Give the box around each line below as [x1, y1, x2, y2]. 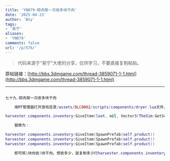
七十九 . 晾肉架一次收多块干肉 [5, 95, 57, 101]
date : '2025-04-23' [5, 12, 47, 17]
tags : [5, 21, 17, 27]
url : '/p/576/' [5, 45, 37, 50]
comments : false [5, 41, 39, 46]
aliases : [5, 31, 24, 36]
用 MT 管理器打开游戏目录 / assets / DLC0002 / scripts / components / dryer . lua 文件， [14, 105, 168, 110]
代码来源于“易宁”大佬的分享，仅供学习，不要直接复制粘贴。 [17, 59, 142, 66]
